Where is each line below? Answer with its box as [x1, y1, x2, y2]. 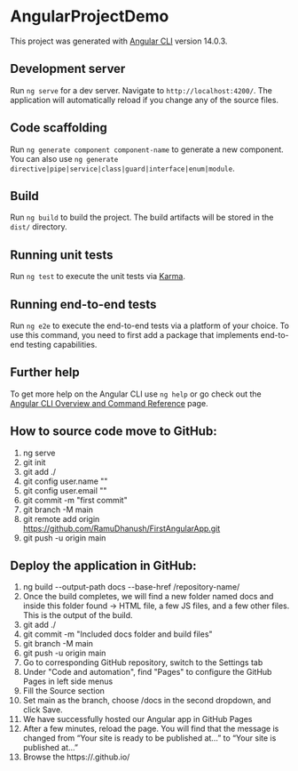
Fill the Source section [22, 686, 106, 696]
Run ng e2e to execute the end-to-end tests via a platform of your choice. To [10, 320, 290, 331]
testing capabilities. [26, 340, 98, 349]
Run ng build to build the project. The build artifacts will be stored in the [10, 212, 274, 223]
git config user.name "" [22, 476, 108, 486]
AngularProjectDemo [10, 6, 169, 27]
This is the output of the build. [22, 610, 133, 621]
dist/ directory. [10, 221, 67, 232]
